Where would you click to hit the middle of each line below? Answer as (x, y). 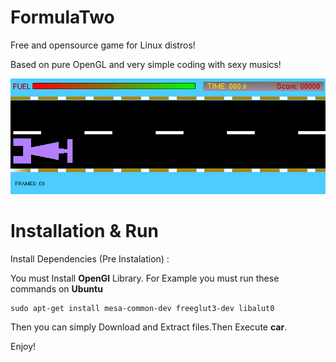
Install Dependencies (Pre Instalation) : (90, 258)
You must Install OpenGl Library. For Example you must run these (145, 278)
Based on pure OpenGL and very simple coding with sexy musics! (146, 64)
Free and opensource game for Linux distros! (103, 45)
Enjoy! (23, 346)
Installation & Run (84, 231)
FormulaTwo (62, 17)
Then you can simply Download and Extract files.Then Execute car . (149, 327)
